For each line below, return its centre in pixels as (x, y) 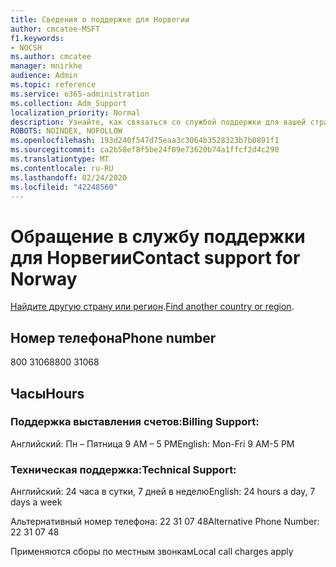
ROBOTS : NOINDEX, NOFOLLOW (66, 131)
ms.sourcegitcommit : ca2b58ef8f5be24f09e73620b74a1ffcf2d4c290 (145, 150)
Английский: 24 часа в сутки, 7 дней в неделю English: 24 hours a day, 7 (163, 492)
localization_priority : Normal (75, 112)
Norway (44, 278)
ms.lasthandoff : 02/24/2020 (69, 177)
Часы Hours (47, 393)
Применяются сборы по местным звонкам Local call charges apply (152, 552)
